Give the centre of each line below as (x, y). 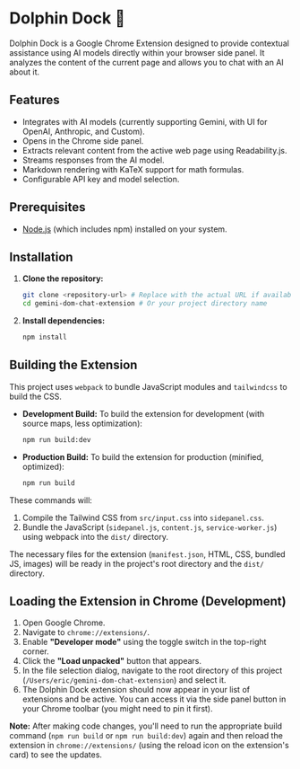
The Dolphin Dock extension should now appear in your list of (136, 690)
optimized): (43, 466)
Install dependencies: (64, 321)
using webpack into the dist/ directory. (95, 536)
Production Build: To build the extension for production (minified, (143, 456)
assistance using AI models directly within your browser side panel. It (137, 52)
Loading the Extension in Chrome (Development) (148, 601)
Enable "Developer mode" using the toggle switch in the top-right (144, 642)
